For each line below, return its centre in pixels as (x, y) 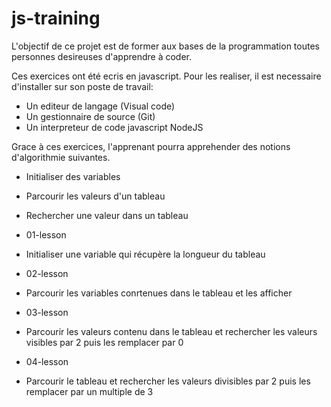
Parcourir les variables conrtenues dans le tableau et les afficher (159, 293)
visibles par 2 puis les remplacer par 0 (104, 342)
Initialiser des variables (73, 176)
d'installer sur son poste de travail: (82, 86)
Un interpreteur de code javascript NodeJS (114, 127)
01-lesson (46, 234)
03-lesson (47, 312)
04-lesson (47, 361)
